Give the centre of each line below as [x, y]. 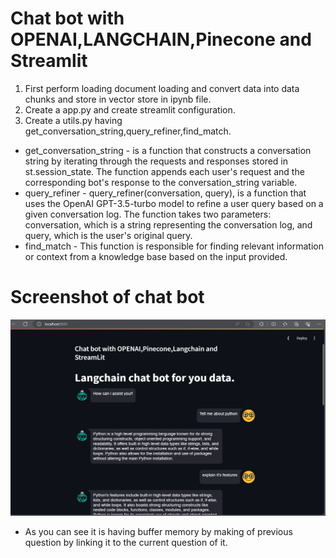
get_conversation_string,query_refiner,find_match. [128, 131]
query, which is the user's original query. [108, 235]
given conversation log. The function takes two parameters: [148, 214]
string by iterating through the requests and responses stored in [156, 161]
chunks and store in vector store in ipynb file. [118, 99]
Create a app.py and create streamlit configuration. [130, 109]
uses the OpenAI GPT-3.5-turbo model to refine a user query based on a [174, 203]
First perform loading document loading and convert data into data [162, 88]
